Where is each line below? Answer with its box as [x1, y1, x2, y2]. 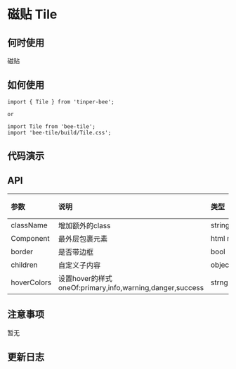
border [11, 247, 34, 257]
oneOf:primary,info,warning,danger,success [58, 283, 204, 293]
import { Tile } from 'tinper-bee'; [7, 98, 114, 106]
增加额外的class [58, 221, 111, 231]
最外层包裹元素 [58, 234, 108, 244]
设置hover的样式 [58, 274, 112, 284]
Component [11, 234, 51, 244]
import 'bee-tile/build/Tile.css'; [7, 129, 112, 136]
